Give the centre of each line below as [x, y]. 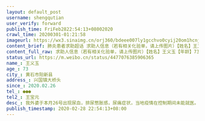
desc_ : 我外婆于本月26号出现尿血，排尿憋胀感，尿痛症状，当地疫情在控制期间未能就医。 [103, 103]
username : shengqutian [35, 18]
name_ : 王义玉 [23, 63]
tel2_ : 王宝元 [23, 97]
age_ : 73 [17, 69]
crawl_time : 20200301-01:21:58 [46, 35]
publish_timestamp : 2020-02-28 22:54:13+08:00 [67, 108]
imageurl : [19, 40]
